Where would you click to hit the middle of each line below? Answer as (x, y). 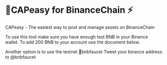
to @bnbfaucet (20, 57)
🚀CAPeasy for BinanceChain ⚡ (69, 10)
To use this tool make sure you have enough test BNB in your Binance (77, 37)
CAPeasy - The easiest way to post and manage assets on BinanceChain (80, 27)
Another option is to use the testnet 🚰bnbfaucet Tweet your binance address (84, 52)
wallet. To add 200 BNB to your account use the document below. (73, 42)
